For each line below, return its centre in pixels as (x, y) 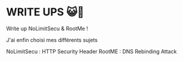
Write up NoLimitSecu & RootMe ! (47, 28)
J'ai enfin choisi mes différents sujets (52, 40)
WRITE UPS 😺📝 (45, 12)
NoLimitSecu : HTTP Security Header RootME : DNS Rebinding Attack (91, 51)
